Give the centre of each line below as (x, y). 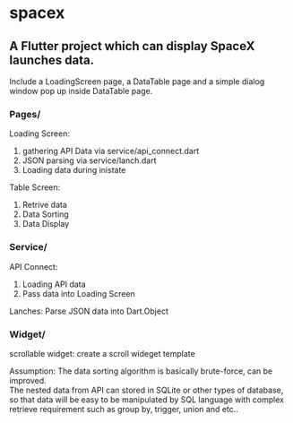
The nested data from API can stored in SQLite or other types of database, (146, 390)
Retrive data (44, 205)
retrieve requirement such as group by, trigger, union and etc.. (124, 409)
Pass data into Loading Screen (79, 293)
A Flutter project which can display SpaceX (132, 46)
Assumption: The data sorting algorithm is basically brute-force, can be (141, 371)
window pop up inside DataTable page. (81, 91)
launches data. (52, 60)
